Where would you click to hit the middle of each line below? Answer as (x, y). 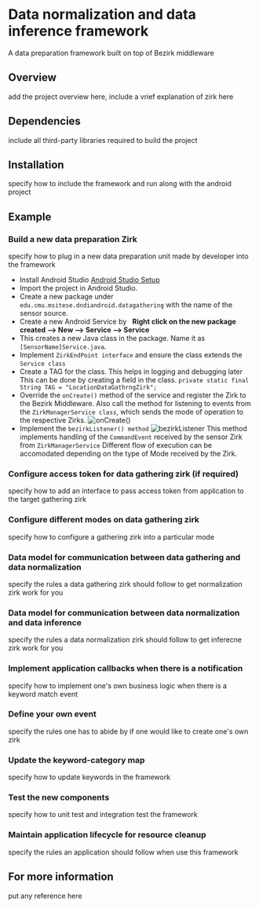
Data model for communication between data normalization (124, 613)
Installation (36, 165)
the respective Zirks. (53, 420)
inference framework (78, 31)
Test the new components (59, 797)
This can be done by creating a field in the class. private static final (134, 380)
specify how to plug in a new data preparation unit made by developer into (128, 256)
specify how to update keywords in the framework (89, 777)
